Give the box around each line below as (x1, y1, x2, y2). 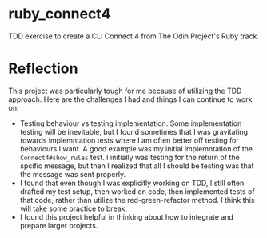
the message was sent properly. (19, 169, 126, 179)
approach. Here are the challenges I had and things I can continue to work (8, 94, 253, 104)
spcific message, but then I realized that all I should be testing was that (19, 161, 254, 171)
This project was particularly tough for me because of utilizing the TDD (8, 86, 242, 95)
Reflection (8, 59, 78, 78)
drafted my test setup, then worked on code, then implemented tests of (19, 186, 255, 196)
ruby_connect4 (8, 5, 111, 23)
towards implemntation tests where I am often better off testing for (19, 135, 239, 145)
